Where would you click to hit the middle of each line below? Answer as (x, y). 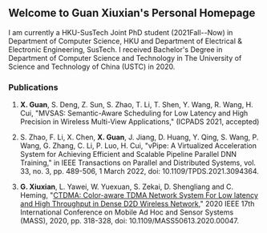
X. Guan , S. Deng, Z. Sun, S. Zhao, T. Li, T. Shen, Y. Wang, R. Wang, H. (137, 105)
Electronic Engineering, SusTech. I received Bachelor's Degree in (115, 49)
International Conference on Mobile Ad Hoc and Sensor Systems (127, 212)
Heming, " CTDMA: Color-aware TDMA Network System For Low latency (139, 195)
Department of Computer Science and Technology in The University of (125, 58)
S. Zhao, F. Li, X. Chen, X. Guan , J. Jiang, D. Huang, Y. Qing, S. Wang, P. (139, 137)
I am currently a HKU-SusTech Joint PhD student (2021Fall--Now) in (121, 32)
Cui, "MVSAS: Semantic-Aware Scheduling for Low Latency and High (134, 113)
